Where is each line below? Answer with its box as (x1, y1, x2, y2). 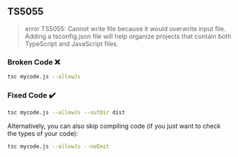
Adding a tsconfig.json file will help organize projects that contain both (24, 32, 232, 40)
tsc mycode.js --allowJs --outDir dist (7, 109, 126, 116)
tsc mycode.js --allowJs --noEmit (7, 143, 110, 151)
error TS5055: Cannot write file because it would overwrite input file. (24, 24, 226, 33)
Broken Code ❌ (7, 57, 60, 66)
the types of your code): (7, 129, 78, 138)
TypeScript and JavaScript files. (24, 39, 119, 48)
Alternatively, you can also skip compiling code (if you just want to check (7, 122, 221, 130)
